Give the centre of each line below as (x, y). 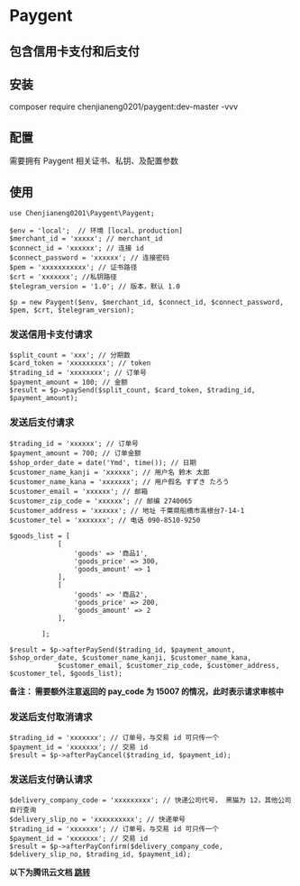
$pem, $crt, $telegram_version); (72, 311)
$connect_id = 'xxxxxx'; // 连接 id (77, 249)
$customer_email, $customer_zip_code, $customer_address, (168, 665)
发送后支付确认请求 (51, 779)
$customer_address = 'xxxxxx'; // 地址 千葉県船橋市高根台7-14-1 (127, 510)
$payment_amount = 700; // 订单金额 (75, 453)
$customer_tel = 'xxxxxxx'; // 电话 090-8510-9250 (105, 520)
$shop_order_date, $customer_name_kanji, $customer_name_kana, (131, 658)
